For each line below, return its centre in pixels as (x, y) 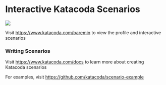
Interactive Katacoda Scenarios (73, 9)
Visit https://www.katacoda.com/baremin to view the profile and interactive (83, 32)
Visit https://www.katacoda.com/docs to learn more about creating (75, 62)
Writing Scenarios (28, 51)
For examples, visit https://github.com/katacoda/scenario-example (74, 77)
